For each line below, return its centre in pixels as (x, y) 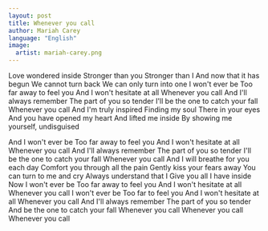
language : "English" (43, 38)
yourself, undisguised (44, 126)
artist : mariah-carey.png (59, 53)
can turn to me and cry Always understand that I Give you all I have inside (130, 176)
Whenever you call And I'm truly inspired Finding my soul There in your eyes (134, 110)
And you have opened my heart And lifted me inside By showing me (120, 118)
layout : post (30, 16)
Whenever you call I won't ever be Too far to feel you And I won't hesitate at (134, 193)
